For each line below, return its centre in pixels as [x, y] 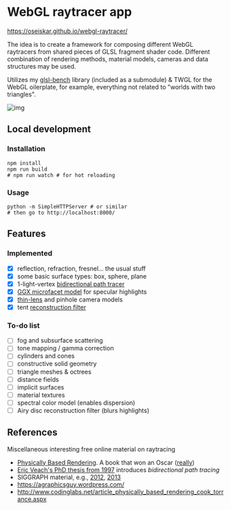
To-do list [23, 326]
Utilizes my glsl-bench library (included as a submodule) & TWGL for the [110, 79]
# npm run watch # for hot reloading [61, 175]
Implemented [30, 253]
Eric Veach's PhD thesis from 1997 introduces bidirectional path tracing [118, 469]
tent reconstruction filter [52, 307]
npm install [24, 163]
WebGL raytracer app [69, 12]
